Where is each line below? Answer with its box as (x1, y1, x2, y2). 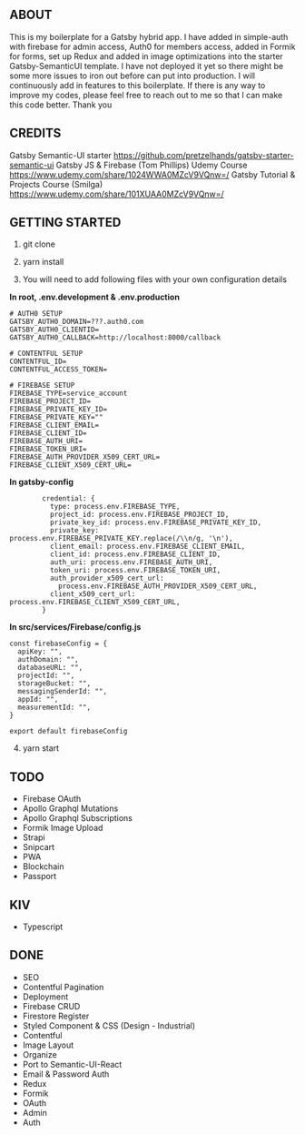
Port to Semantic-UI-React (22, 1059, 123, 1069)
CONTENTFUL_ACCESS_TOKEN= (9, 365, 107, 374)
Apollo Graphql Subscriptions (22, 813, 133, 824)
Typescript (22, 921, 64, 932)
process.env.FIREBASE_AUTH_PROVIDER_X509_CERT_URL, (57, 582, 258, 591)
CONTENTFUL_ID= (9, 357, 67, 367)
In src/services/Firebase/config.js (9, 622, 142, 633)
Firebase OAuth (22, 794, 82, 805)
